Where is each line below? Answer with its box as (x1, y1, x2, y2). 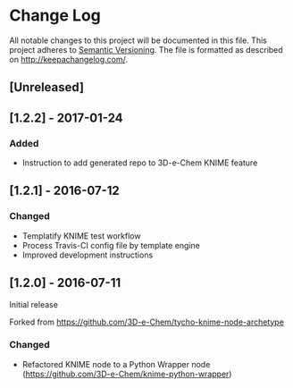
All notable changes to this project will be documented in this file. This (9, 35, 268, 46)
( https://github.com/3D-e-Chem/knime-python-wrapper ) (21, 368, 232, 379)
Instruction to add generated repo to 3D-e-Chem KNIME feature (21, 157, 258, 168)
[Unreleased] (9, 80, 85, 95)
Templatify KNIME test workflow (21, 230, 141, 241)
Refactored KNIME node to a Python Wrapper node (21, 358, 211, 369)
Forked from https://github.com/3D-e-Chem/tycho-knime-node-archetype (9, 316, 284, 327)
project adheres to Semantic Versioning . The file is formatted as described (9, 44, 283, 55)
